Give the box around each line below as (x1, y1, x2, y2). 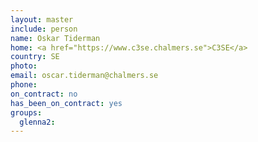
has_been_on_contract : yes (10, 98, 123, 108)
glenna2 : (19, 117, 56, 127)
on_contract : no (10, 89, 78, 99)
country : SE (10, 52, 60, 62)
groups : (10, 107, 43, 118)
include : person (10, 24, 78, 34)
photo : (10, 61, 38, 71)
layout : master (10, 14, 74, 25)
